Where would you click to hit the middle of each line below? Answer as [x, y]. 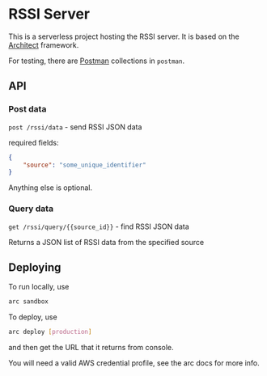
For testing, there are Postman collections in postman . [96, 61]
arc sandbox [28, 302]
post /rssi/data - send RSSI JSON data [75, 127]
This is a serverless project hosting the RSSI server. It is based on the [124, 36]
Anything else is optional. [51, 188]
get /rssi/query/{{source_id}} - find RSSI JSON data [99, 226]
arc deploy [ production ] [50, 332]
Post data [28, 109]
